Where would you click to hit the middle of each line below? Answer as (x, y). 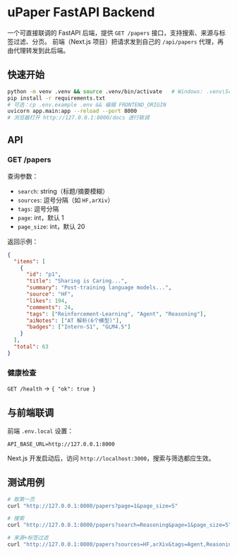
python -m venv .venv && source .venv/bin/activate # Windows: (105, 91)
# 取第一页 (21, 499)
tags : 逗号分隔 (38, 208)
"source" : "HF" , (50, 294)
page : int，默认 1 (41, 217)
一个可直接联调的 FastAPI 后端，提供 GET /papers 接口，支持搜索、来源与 (114, 32)
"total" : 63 (31, 347)
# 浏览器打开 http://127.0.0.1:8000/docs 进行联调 (78, 118)
